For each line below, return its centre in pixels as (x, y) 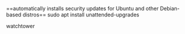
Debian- (170, 8)
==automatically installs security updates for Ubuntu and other (82, 8)
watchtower (21, 26)
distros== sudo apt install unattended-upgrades (81, 15)
